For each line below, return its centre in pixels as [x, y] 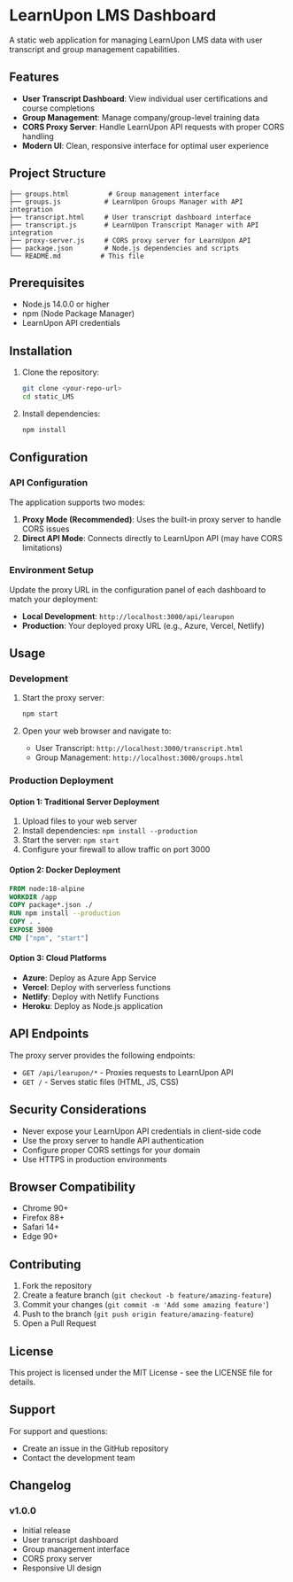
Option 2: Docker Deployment [65, 870]
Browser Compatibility [72, 1187]
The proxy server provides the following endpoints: [102, 1055]
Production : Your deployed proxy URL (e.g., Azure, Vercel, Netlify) [143, 625]
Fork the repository [57, 1286]
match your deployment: [54, 599]
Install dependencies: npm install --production [109, 831]
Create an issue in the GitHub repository [95, 1448]
